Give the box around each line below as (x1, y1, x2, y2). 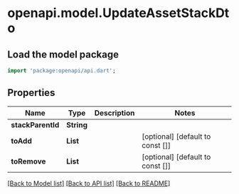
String (66, 119, 87, 129)
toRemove (11, 156, 46, 166)
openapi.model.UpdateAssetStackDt (7, 5, 230, 21)
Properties (7, 87, 55, 99)
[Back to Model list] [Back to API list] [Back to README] (7, 179, 171, 188)
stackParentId (11, 119, 60, 129)
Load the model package (7, 48, 119, 60)
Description (94, 108, 135, 118)
